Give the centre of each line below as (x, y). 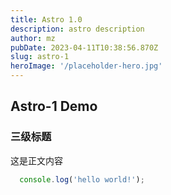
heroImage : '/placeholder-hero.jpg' (86, 66)
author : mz (33, 38)
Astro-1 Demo (54, 106)
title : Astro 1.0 (46, 19)
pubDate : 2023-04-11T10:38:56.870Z (84, 47)
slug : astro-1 (40, 57)
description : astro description (77, 29)
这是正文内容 (36, 160)
